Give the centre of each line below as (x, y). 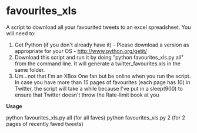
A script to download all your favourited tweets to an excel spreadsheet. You (98, 27)
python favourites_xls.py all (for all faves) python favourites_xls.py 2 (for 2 (96, 117)
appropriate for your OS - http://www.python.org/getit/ (81, 51)
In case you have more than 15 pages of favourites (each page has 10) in (102, 82)
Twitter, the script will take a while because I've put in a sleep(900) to (99, 88)
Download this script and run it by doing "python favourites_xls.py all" (99, 57)
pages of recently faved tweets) (45, 124)
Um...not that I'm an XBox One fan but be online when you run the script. (103, 76)
